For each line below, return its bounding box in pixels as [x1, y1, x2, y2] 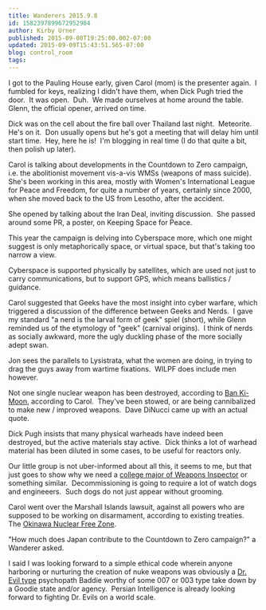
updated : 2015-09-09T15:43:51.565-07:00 [8, 41, 145, 49]
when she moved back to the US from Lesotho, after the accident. [8, 193, 225, 203]
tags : [8, 57, 26, 65]
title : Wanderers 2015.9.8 [8, 11, 98, 20]
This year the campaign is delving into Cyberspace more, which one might [8, 233, 252, 242]
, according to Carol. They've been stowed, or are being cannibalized [26, 396, 256, 406]
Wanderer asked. [8, 543, 65, 553]
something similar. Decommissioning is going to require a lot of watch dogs [8, 478, 257, 487]
